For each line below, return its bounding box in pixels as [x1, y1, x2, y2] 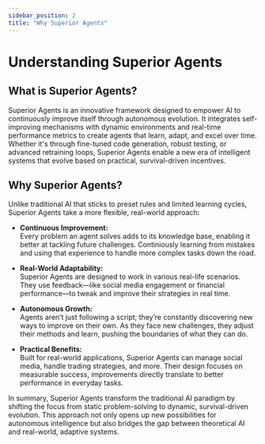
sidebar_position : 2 [8, 11, 77, 20]
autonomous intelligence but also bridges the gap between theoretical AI [8, 419, 245, 428]
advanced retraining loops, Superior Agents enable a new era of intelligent [8, 147, 251, 156]
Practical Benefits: [19, 344, 82, 354]
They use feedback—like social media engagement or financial [19, 280, 225, 290]
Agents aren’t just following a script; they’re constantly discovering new [19, 313, 253, 322]
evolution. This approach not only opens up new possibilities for [8, 410, 217, 420]
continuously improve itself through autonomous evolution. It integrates [8, 114, 241, 123]
